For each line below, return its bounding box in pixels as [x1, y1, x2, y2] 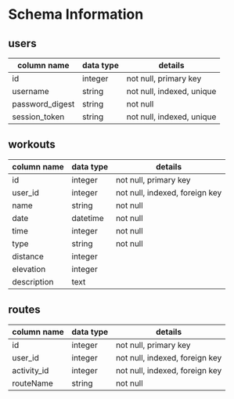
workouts [8, 138, 56, 151]
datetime [71, 212, 104, 223]
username [12, 86, 49, 96]
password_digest [12, 99, 75, 109]
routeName [12, 378, 53, 389]
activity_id [12, 365, 49, 375]
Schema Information [8, 5, 144, 24]
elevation [12, 263, 46, 274]
